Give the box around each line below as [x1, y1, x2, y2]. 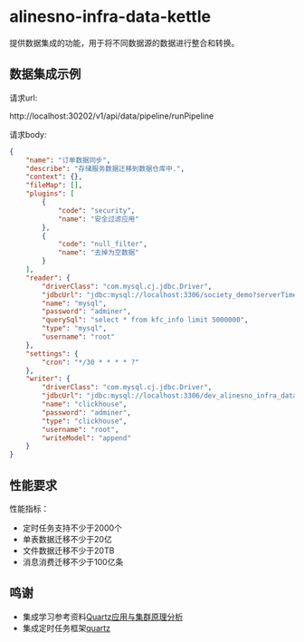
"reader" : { [25, 273, 71, 283]
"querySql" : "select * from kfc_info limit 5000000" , [42, 315, 249, 325]
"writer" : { [25, 374, 71, 384]
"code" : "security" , [57, 206, 136, 215]
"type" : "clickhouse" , [42, 417, 128, 426]
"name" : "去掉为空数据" [57, 248, 139, 257]
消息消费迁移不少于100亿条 [22, 556, 124, 567]
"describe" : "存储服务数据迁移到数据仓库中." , [25, 164, 185, 173]
